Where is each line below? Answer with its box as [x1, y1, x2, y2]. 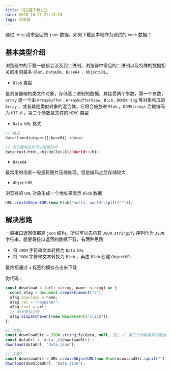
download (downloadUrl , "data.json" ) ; [5, 361, 85, 366]
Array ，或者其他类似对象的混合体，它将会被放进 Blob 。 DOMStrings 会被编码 [5, 103, 165, 110]
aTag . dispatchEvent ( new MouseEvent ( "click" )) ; [10, 314, 110, 319]
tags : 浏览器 [5, 17, 31, 22]
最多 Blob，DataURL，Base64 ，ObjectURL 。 [22, 69, 111, 75]
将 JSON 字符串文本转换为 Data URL [12, 247, 84, 253]
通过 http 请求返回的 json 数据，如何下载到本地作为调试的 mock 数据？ [5, 32, 152, 38]
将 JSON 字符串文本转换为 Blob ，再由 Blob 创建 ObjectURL [12, 254, 132, 260]
